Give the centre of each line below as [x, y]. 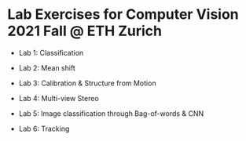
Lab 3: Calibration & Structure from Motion [87, 83]
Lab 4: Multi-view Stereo [59, 98]
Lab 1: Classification [51, 52]
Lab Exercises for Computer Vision [123, 14]
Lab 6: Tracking [44, 128]
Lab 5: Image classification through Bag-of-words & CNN [111, 113]
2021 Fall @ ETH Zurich [85, 31]
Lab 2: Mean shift [47, 67]
